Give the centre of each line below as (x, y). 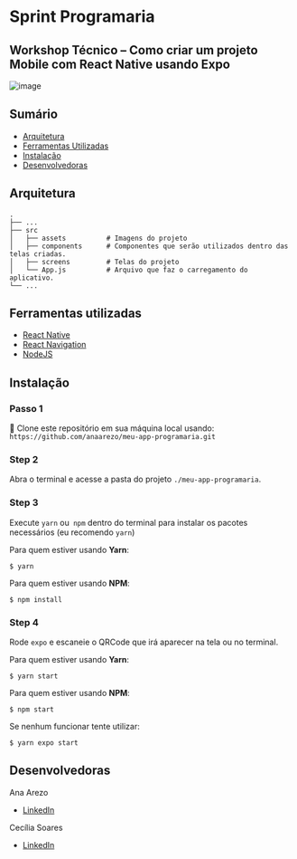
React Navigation (54, 345)
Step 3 (24, 502)
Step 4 (24, 622)
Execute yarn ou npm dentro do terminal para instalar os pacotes (129, 522)
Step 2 (24, 460)
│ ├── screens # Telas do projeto (94, 262)
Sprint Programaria (82, 17)
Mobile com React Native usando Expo (120, 64)
